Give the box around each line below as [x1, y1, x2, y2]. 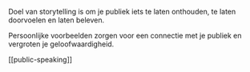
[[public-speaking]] [8, 55, 73, 64]
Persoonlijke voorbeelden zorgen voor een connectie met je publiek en [8, 31, 242, 40]
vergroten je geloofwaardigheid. [8, 39, 115, 49]
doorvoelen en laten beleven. [8, 15, 105, 25]
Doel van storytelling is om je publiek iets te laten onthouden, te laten [8, 7, 236, 16]
